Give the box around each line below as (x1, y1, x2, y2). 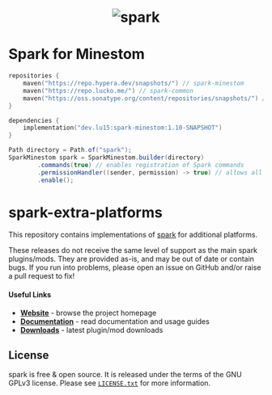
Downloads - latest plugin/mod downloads (19, 325, 164, 334)
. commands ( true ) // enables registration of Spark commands (37, 161, 244, 169)
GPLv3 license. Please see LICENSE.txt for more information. (8, 378, 211, 388)
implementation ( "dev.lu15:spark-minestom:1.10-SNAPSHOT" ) (23, 124, 223, 132)
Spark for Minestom (8, 45, 146, 64)
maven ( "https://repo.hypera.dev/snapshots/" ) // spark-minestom (23, 79, 244, 87)
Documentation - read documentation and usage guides (19, 316, 210, 326)
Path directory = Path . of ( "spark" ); (8, 146, 132, 154)
